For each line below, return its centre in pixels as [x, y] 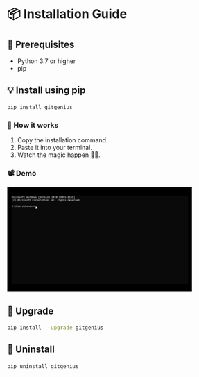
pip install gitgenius [40, 107]
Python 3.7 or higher [46, 61]
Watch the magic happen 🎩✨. [59, 155]
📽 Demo [22, 173]
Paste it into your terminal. [54, 147]
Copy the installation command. [62, 140]
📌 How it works [33, 125]
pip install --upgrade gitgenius [55, 328]
